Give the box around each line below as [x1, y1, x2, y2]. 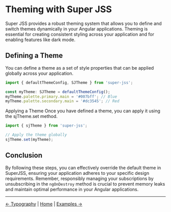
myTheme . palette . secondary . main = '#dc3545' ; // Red [5, 99, 120, 104]
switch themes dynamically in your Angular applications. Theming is [5, 25, 148, 32]
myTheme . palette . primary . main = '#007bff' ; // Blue [5, 94, 117, 99]
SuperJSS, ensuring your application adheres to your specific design [5, 170, 149, 176]
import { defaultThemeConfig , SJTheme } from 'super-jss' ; [5, 80, 133, 85]
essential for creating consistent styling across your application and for [5, 31, 154, 37]
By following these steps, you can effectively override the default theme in [5, 164, 161, 171]
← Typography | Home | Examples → [5, 201, 82, 207]
